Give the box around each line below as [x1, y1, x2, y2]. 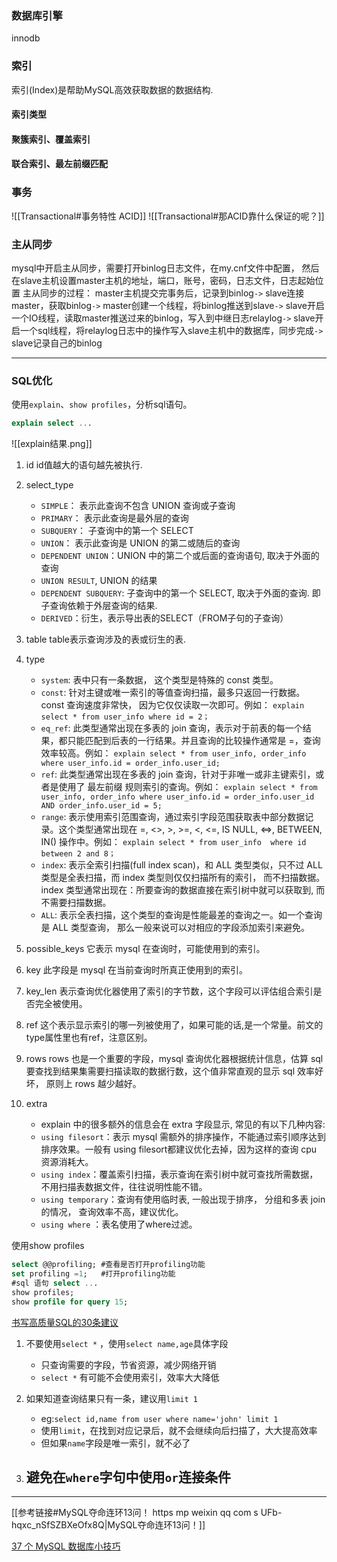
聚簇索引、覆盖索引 [11, 133, 91, 145]
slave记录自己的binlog [11, 337, 103, 349]
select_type [25, 479, 74, 491]
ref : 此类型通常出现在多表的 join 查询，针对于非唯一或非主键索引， [40, 768, 316, 781]
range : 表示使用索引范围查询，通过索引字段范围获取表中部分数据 [40, 811, 306, 823]
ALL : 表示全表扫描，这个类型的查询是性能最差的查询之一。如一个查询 [40, 909, 323, 921]
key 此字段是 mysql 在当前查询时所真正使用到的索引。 [25, 964, 249, 976]
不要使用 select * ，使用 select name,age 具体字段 [25, 1337, 229, 1349]
